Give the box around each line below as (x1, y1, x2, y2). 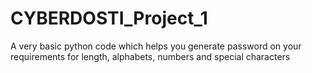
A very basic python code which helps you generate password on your (10, 40, 302, 52)
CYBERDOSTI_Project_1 (10, 7, 208, 30)
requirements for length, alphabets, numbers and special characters (10, 50, 291, 62)
